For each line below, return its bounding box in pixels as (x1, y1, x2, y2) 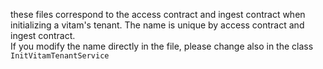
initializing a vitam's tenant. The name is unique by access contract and (10, 19, 305, 31)
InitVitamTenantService (10, 51, 110, 61)
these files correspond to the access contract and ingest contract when (10, 9, 306, 20)
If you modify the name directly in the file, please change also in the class (10, 40, 314, 52)
